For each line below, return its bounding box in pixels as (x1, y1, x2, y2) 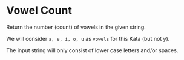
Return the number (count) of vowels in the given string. (6, 23, 146, 31)
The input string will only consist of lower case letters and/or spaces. (6, 46, 179, 54)
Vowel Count (6, 4, 73, 17)
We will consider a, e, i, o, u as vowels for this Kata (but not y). (6, 35, 170, 42)
